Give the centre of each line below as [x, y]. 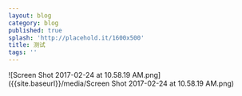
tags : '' [23, 52]
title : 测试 [27, 45]
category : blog [34, 23]
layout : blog [30, 15]
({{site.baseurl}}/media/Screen [59, 83]
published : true [35, 30]
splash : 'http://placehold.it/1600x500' [77, 38]
